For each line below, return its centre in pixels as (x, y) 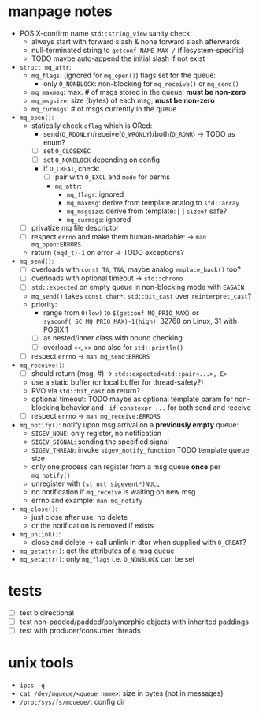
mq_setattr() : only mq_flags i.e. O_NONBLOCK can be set (107, 558)
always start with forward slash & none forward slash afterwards (135, 41)
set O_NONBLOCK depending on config (101, 160)
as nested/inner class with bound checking (113, 338)
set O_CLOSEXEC (67, 150)
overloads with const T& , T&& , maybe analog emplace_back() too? (136, 269)
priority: (44, 304)
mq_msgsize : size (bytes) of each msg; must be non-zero (123, 100)
